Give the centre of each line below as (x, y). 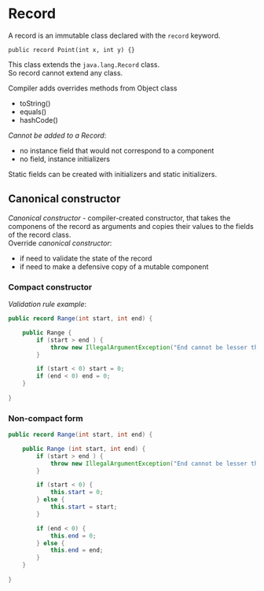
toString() (35, 103)
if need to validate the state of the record (86, 258)
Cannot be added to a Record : (57, 135)
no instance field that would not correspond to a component (117, 150)
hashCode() (39, 120)
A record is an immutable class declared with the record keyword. (114, 35)
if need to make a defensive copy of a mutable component (114, 266)
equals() (33, 112)
